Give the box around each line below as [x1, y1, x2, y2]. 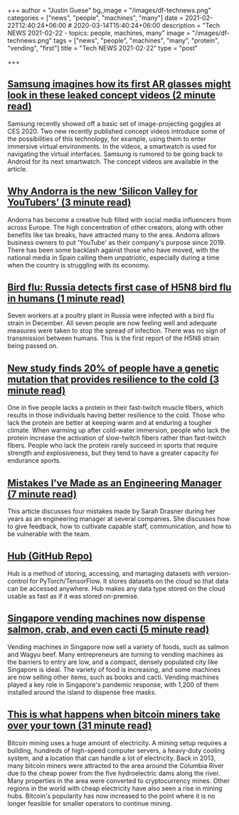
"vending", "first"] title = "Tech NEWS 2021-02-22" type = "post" [7, 44, 198, 52]
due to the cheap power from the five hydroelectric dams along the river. [7, 769, 221, 777]
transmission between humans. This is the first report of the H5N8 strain [7, 334, 220, 342]
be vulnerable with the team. [7, 530, 91, 538]
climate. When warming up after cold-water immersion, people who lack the [7, 426, 230, 435]
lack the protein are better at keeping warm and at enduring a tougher [7, 419, 212, 427]
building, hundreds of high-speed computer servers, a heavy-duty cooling [7, 746, 225, 754]
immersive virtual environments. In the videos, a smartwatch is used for [7, 142, 217, 150]
